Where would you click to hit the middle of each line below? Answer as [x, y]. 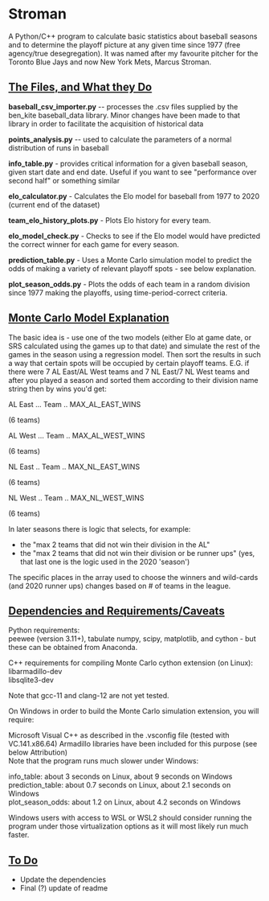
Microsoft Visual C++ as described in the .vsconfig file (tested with [119, 735]
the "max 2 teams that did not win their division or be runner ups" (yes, [137, 553]
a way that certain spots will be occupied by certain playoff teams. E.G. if [129, 363]
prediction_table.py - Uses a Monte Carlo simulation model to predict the [130, 260]
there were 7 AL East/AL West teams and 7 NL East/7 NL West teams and [129, 372]
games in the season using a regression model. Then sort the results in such [134, 354]
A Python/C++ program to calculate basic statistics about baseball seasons [133, 36]
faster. [19, 835]
